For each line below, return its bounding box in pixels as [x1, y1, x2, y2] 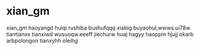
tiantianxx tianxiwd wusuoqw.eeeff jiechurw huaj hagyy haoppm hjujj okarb [6, 30, 194, 37]
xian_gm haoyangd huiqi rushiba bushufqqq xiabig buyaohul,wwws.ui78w [6, 24, 191, 31]
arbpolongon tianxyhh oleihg [6, 37, 78, 44]
